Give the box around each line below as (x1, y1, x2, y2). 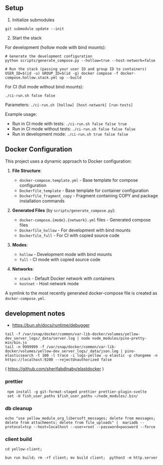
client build (5, 436, 32, 443)
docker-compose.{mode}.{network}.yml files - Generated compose (19, 217, 151, 223)
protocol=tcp (5, 424, 32, 429)
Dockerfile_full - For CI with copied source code (19, 232, 120, 238)
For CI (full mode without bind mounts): (5, 84, 84, 89)
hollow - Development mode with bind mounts (19, 251, 112, 257)
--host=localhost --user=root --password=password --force (33, 424, 156, 429)
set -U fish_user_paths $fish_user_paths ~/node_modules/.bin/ (7, 393, 138, 399)
